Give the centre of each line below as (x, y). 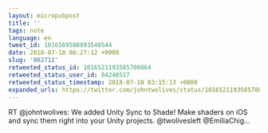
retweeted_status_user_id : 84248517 (69, 75)
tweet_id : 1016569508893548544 (60, 45)
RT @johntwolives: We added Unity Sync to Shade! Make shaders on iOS (128, 112)
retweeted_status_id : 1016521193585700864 (80, 68)
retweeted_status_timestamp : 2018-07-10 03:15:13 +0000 (103, 82)
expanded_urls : (33, 90)
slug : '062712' (33, 61)
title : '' (25, 23)
